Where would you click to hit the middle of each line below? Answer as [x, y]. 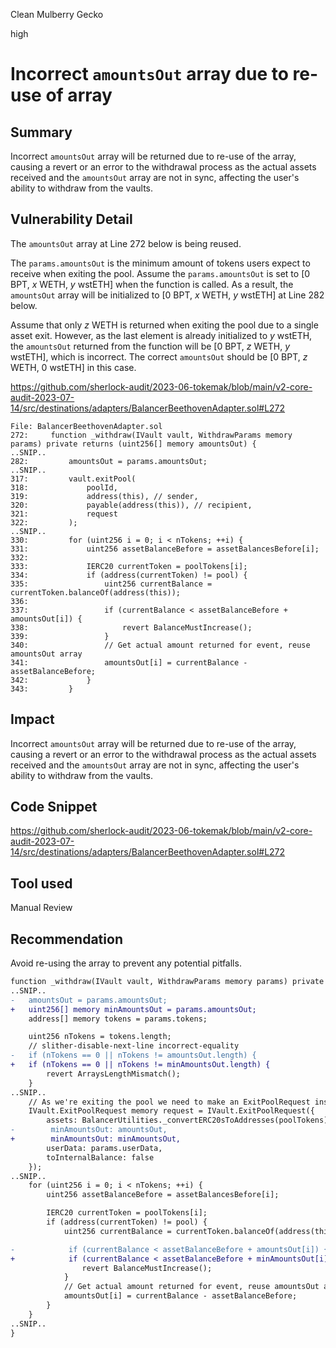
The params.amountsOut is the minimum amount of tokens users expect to [160, 263]
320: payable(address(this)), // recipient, [131, 505]
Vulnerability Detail [71, 219]
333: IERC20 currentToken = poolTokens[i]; [129, 566]
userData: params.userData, [104, 1148]
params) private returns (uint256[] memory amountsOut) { [133, 444]
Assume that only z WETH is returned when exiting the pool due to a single [164, 325]
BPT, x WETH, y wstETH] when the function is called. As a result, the [152, 284]
